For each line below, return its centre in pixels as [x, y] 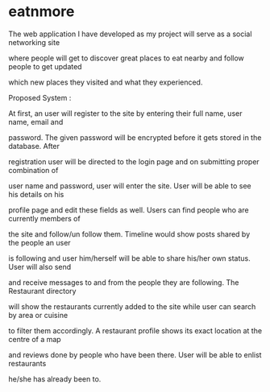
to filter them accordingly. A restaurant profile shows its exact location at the [135, 330]
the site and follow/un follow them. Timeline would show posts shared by [129, 234]
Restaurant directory [42, 291]
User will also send [40, 266]
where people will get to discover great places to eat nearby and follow [126, 58]
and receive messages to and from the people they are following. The [124, 282]
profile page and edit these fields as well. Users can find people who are [129, 210]
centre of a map [35, 339]
